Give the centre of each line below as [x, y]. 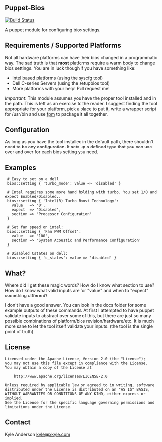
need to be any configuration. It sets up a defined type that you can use [79, 147]
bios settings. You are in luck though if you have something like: [70, 68]
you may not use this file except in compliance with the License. [77, 363]
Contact [18, 422]
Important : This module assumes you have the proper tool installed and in [81, 98]
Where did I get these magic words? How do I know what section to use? [80, 285]
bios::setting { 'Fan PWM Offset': [44, 232]
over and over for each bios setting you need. [52, 152]
